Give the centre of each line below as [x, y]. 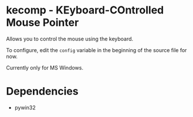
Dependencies [42, 92]
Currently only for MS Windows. [45, 67]
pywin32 [25, 107]
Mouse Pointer [43, 23]
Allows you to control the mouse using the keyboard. [70, 39]
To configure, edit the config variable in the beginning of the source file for [97, 50]
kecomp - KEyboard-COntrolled [85, 10]
